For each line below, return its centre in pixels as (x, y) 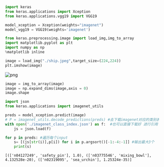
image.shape (17, 93)
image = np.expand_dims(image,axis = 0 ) (47, 88)
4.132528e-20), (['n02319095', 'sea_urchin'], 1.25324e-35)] (69, 160)
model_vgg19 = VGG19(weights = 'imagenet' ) (48, 29)
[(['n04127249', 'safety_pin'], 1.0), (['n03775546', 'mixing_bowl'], (78, 156)
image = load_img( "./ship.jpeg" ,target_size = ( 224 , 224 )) (63, 61)
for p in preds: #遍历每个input (37, 138)
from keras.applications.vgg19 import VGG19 (51, 16)
